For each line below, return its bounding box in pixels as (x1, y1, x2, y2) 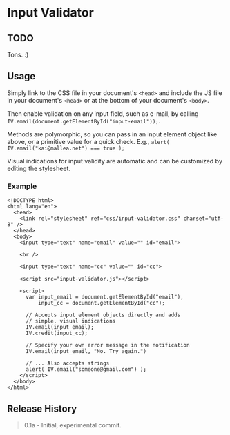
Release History (7, 403, 77, 414)
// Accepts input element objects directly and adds (25, 312, 181, 318)
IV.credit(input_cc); (25, 330, 88, 337)
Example (7, 181, 37, 191)
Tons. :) (7, 50, 29, 59)
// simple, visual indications (25, 318, 116, 325)
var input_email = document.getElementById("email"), (25, 294, 184, 301)
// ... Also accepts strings (25, 360, 110, 367)
